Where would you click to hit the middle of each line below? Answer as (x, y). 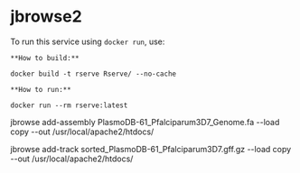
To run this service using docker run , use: (88, 41)
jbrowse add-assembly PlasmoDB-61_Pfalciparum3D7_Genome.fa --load (145, 122)
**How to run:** (41, 89)
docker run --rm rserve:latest (69, 105)
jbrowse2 (46, 17)
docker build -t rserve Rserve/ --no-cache (94, 74)
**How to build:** (45, 58)
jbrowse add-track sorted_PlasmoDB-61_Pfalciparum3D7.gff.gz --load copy (151, 149)
